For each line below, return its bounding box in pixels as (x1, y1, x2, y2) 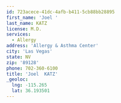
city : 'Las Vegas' (6, 48, 53, 55)
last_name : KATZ (6, 20, 47, 26)
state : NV (6, 54, 31, 60)
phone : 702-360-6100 (6, 65, 59, 71)
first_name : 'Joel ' (6, 15, 59, 21)
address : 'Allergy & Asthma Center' (6, 43, 99, 49)
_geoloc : (6, 76, 28, 82)
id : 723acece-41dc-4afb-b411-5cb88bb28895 (6, 8, 115, 15)
